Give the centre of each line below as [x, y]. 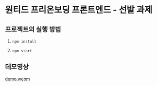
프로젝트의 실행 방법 [33, 29]
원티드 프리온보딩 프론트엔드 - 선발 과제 [79, 10]
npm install [24, 42]
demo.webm [17, 79]
